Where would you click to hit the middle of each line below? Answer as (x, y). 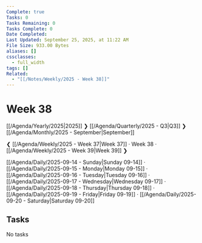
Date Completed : (27, 34)
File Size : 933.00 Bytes (38, 46)
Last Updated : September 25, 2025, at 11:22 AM (68, 40)
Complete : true (25, 12)
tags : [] (17, 68)
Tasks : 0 (17, 18)
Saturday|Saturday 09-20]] (61, 201)
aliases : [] (21, 51)
